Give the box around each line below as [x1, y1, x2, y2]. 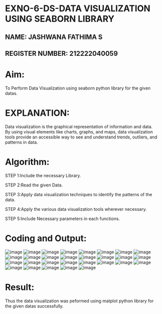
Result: [5, 282, 35, 292]
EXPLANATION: [5, 108, 70, 119]
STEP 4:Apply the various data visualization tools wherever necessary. [5, 206, 147, 212]
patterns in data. [5, 139, 38, 145]
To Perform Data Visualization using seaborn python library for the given [5, 85, 151, 91]
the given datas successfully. [5, 303, 64, 309]
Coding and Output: [5, 233, 87, 244]
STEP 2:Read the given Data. [5, 182, 63, 188]
